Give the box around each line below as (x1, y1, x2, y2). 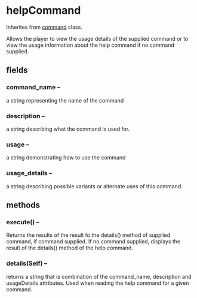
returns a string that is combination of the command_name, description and (6, 273, 192, 280)
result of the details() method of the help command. (6, 244, 133, 252)
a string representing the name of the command (6, 97, 124, 104)
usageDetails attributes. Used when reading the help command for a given (6, 279, 189, 287)
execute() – (6, 218, 40, 226)
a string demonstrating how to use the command (6, 154, 126, 161)
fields (6, 65, 28, 76)
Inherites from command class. (6, 23, 82, 31)
